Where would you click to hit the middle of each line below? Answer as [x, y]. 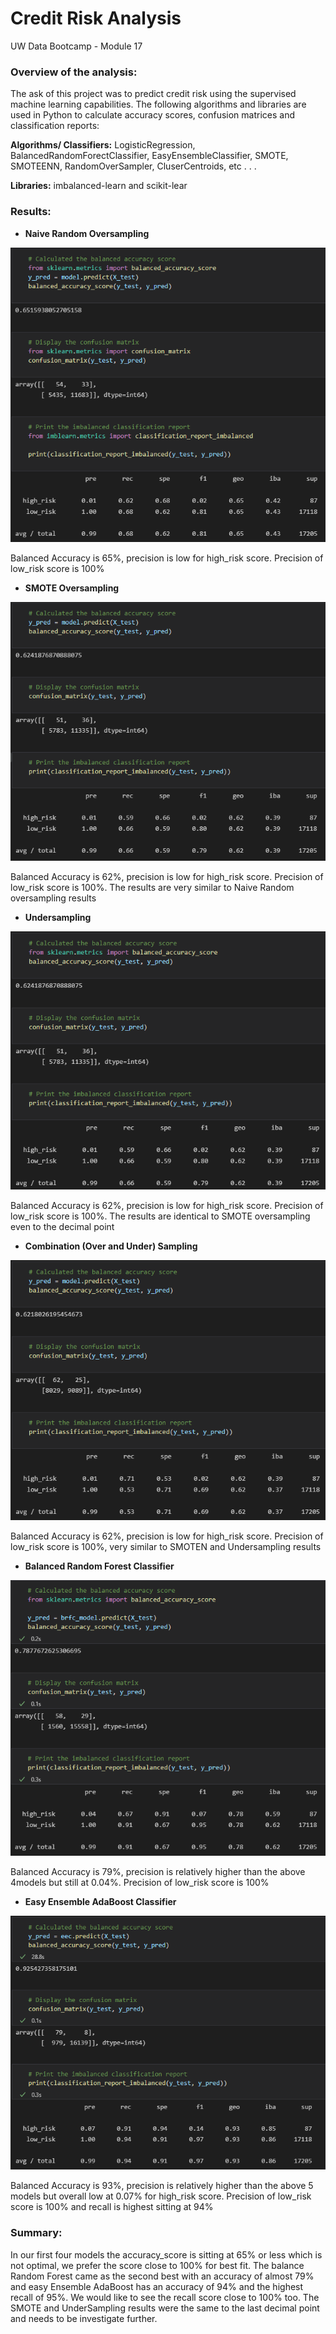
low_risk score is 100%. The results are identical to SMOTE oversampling [160, 1216]
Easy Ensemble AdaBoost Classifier [100, 1901]
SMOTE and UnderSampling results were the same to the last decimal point [165, 2308]
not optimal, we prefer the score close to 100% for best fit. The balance [157, 2265]
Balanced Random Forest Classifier [99, 1566]
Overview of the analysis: [74, 72]
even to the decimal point [62, 1226]
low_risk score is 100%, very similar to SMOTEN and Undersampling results [166, 1546]
